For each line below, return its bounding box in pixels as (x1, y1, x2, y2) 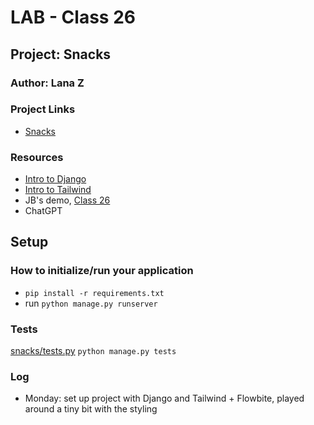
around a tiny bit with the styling (24, 403, 158, 415)
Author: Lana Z (10, 76, 85, 90)
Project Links (10, 102, 76, 116)
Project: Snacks (10, 46, 112, 63)
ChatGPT (24, 205, 63, 217)
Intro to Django (24, 173, 87, 185)
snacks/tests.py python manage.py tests (10, 345, 177, 357)
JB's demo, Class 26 (24, 194, 111, 206)
